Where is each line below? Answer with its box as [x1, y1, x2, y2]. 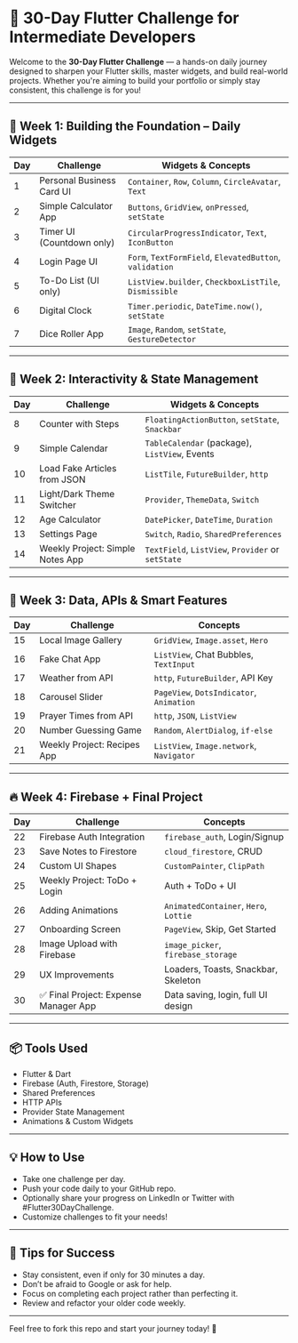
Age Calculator [39, 513, 102, 526]
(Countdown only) [39, 236, 115, 248]
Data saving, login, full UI [163, 989, 268, 1001]
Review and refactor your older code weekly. [21, 1298, 186, 1308]
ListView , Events [145, 447, 215, 460]
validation [127, 261, 174, 272]
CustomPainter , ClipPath [163, 860, 265, 873]
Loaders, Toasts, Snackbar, [163, 963, 278, 976]
